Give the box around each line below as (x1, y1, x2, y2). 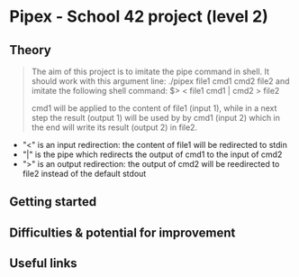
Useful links (9, 255, 78, 272)
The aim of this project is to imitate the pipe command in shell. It (31, 66, 270, 77)
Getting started (9, 194, 97, 209)
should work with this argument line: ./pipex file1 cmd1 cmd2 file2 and (31, 76, 290, 87)
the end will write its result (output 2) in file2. (31, 122, 198, 133)
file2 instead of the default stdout (22, 169, 147, 179)
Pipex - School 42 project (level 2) (9, 6, 268, 27)
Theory (9, 42, 52, 58)
